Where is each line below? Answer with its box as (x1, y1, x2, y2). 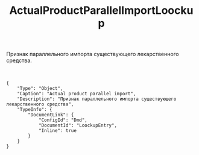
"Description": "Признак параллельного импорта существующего (17, 96, 177, 103)
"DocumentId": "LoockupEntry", (38, 122, 118, 128)
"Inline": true (38, 128, 77, 134)
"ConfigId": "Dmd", (38, 117, 87, 124)
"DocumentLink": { (28, 112, 74, 118)
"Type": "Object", (17, 86, 63, 92)
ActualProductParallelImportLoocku (9, 4, 194, 17)
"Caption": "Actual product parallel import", (17, 91, 136, 97)
